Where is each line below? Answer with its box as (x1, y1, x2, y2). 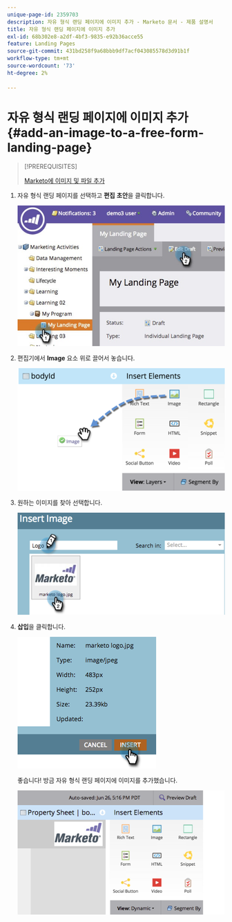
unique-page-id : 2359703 (7, 11, 79, 18)
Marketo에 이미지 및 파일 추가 (23, 177, 105, 185)
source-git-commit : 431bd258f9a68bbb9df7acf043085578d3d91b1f (7, 48, 190, 55)
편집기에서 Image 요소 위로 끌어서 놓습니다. (17, 354, 135, 363)
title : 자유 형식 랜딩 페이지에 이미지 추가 (7, 26, 116, 33)
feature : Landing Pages (7, 40, 76, 48)
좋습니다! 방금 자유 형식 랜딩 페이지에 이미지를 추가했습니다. (17, 776, 178, 784)
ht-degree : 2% (7, 69, 48, 76)
